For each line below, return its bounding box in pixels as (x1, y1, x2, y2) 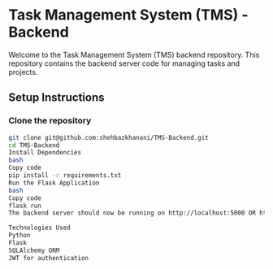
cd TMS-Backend (8, 141, 60, 150)
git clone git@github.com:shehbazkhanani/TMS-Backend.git (8, 133, 209, 141)
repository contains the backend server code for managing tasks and (8, 59, 240, 68)
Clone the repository (8, 115, 92, 127)
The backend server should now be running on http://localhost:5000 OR (8, 209, 256, 217)
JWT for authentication (8, 254, 89, 262)
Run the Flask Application (8, 179, 100, 187)
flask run (8, 202, 42, 210)
